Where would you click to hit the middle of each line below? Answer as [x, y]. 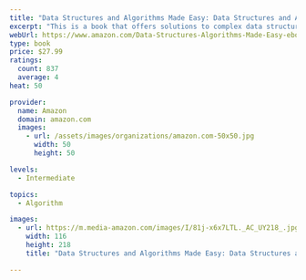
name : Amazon [42, 110]
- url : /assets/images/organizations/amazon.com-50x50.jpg [140, 136]
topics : [24, 194]
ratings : [26, 60]
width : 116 [46, 237]
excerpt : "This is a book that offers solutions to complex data [136, 26]
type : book [30, 43]
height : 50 [54, 153]
